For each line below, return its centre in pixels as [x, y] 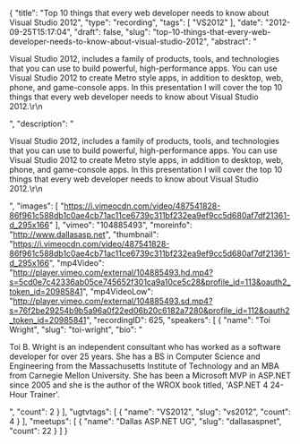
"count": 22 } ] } [39, 431]
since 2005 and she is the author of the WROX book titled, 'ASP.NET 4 [139, 385]
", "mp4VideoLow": [118, 291]
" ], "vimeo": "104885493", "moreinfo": [120, 225]
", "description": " [42, 124]
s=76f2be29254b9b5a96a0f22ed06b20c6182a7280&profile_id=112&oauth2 [150, 311]
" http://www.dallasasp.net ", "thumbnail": [84, 235]
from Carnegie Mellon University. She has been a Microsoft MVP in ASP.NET [150, 376]
